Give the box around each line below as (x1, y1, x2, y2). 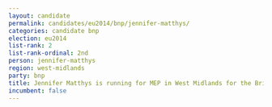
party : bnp (8, 72, 45, 80)
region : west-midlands (8, 64, 85, 72)
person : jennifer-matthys (8, 57, 96, 65)
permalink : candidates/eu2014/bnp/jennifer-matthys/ (8, 19, 190, 27)
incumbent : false (8, 86, 67, 95)
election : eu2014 (8, 34, 67, 43)
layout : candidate (8, 11, 70, 20)
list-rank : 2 (8, 42, 53, 50)
